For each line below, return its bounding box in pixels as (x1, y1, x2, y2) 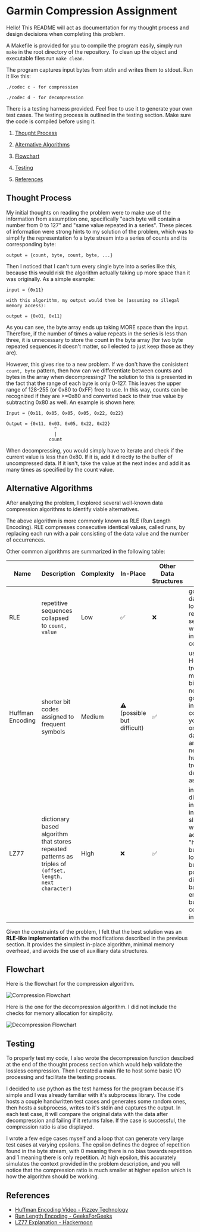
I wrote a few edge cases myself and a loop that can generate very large (6, 1135, 184, 1142)
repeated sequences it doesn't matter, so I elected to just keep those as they (6, 343, 194, 350)
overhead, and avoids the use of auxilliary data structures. (6, 947, 149, 954)
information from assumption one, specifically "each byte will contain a (6, 215, 180, 222)
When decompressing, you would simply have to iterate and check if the (6, 447, 183, 454)
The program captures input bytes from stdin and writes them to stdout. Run (6, 66, 193, 73)
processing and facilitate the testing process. (6, 1074, 117, 1081)
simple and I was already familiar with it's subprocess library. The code (6, 1092, 180, 1099)
